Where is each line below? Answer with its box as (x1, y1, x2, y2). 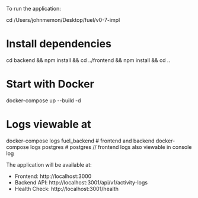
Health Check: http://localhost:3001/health (14, 185, 119, 192)
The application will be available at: (6, 161, 92, 168)
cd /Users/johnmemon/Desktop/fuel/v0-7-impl (6, 17, 120, 23)
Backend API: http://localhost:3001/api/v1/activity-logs (14, 178, 148, 186)
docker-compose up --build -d (6, 97, 81, 104)
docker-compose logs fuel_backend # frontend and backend (6, 137, 155, 144)
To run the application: (6, 5, 61, 12)
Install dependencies (6, 37, 111, 51)
